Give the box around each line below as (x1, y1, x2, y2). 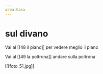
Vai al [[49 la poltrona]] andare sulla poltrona (5, 54, 96, 59)
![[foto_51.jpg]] (5, 63, 34, 69)
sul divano (5, 28, 48, 39)
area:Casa (5, 7, 26, 12)
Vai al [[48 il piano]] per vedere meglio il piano (5, 44, 99, 50)
